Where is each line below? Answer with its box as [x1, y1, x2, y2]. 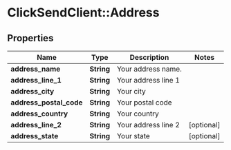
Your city [116, 87, 147, 96]
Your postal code [116, 98, 172, 107]
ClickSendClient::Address [7, 5, 160, 21]
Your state [116, 131, 150, 140]
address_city [10, 87, 55, 96]
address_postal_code [10, 98, 83, 107]
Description [129, 53, 169, 62]
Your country [116, 109, 159, 118]
